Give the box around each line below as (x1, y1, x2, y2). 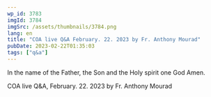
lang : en (7, 29, 33, 37)
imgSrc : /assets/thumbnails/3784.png (7, 23, 117, 30)
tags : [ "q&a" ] (7, 50, 49, 57)
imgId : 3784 (7, 17, 42, 24)
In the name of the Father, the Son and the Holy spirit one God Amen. (7, 68, 205, 77)
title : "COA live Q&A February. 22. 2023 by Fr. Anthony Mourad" (7, 36, 201, 43)
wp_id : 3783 (7, 10, 42, 17)
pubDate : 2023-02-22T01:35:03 (7, 43, 95, 50)
